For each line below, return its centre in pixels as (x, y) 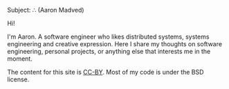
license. (18, 79)
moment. (20, 59)
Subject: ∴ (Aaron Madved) (46, 10)
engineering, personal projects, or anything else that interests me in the (109, 51)
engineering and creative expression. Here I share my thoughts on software (115, 44)
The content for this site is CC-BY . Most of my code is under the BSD (106, 72)
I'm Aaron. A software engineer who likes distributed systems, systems (108, 37)
